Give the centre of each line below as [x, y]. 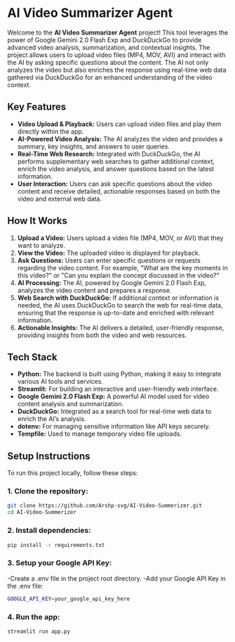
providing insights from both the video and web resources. [102, 335]
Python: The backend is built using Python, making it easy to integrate [119, 374]
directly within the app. [51, 131]
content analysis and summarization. [70, 404]
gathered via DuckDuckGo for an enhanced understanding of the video [110, 77]
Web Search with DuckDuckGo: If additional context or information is [118, 298]
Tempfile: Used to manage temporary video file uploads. [100, 434]
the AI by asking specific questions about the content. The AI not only [108, 62]
